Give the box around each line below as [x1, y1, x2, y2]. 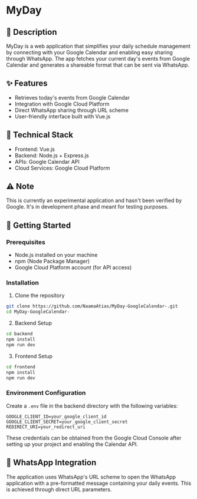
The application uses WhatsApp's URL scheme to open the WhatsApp [6, 473, 176, 480]
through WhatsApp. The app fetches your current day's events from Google [6, 55, 191, 62]
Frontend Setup [14, 352, 53, 359]
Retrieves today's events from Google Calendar [14, 94, 130, 101]
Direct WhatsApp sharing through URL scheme [14, 107, 129, 114]
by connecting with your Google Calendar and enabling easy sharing [6, 49, 173, 56]
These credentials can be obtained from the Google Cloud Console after [6, 434, 182, 441]
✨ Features [6, 78, 48, 88]
